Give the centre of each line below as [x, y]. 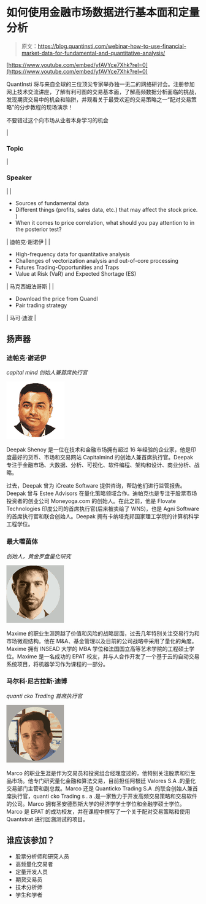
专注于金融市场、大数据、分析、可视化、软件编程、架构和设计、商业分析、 [100, 465]
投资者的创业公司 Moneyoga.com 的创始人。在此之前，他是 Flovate [91, 501]
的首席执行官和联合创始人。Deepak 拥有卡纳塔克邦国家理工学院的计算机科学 [103, 516]
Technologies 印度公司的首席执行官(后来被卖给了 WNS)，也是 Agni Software [103, 509]
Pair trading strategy [41, 305]
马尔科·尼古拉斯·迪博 [37, 681]
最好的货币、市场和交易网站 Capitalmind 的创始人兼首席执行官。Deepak [102, 458]
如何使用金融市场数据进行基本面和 [93, 13]
